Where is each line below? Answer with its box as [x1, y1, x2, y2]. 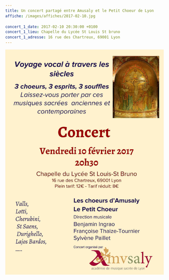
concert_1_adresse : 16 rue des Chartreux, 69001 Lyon [5, 35, 121, 40]
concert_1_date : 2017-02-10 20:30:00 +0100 [5, 24, 98, 29]
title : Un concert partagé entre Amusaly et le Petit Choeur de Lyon [5, 8, 154, 13]
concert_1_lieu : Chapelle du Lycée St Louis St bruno [5, 29, 121, 35]
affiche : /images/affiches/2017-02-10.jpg [5, 13, 96, 19]
